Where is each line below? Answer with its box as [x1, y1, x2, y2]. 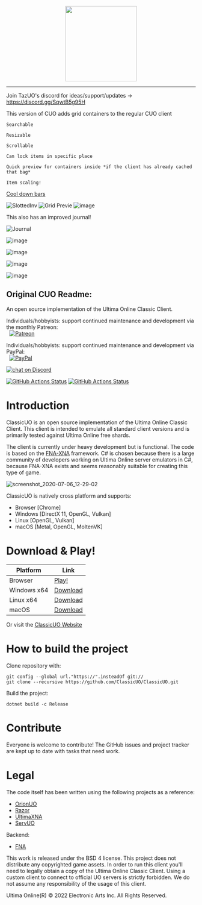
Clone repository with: [6, 662, 61, 669]
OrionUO [14, 800, 37, 807]
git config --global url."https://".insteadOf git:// [6, 674, 144, 680]
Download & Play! [6, 544, 96, 557]
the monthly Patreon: [6, 323, 58, 331]
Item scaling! [6, 180, 42, 186]
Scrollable [6, 143, 34, 149]
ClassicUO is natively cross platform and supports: [6, 492, 132, 499]
